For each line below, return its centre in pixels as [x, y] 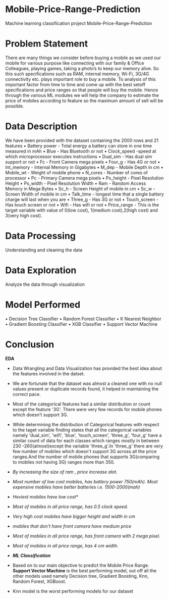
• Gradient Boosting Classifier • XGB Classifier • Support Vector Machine [81, 324]
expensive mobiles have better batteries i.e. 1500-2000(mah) [76, 487]
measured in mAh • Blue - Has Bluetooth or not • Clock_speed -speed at [81, 151]
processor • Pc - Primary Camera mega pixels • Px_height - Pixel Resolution [84, 178]
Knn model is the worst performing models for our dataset [73, 591]
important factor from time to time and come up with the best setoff [75, 84]
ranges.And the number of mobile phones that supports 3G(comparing [86, 457]
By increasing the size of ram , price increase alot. [65, 472]
